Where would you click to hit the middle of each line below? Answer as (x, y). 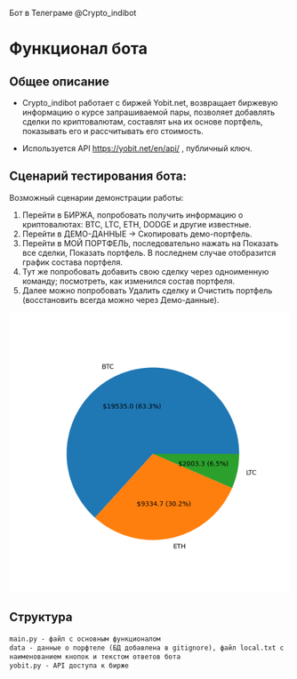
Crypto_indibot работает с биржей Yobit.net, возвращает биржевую (150, 103)
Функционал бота (79, 49)
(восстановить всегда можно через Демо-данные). (120, 300)
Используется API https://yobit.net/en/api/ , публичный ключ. (137, 148)
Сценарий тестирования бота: (98, 176)
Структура (41, 617)
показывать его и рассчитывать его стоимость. (113, 131)
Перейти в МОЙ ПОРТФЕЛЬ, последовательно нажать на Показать (150, 243)
